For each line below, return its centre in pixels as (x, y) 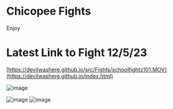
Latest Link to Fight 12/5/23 (77, 53)
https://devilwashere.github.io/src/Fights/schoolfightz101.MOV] (88, 69)
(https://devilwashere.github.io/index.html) (60, 76)
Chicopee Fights (49, 11)
